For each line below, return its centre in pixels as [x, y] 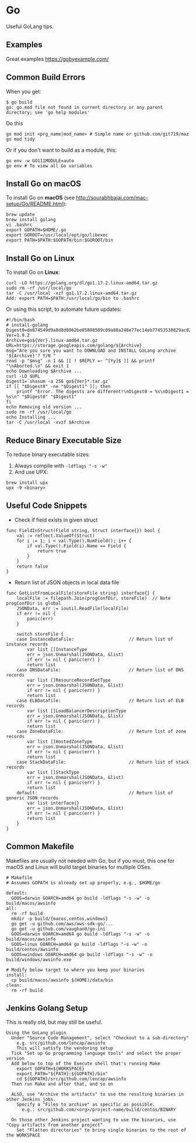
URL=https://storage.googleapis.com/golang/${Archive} [74, 346]
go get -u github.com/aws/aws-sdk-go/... [62, 924]
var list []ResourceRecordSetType [69, 680]
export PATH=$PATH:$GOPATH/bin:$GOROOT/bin [60, 241]
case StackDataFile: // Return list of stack [103, 762]
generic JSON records [32, 798]
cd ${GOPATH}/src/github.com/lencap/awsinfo [71, 1079]
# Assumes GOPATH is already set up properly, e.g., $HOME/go [83, 883]
